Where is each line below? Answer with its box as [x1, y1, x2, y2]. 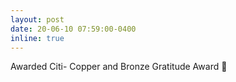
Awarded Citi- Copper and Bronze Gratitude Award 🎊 [10, 61, 228, 73]
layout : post [10, 14, 65, 25]
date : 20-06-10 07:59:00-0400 [10, 24, 137, 34]
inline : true [10, 33, 65, 43]
